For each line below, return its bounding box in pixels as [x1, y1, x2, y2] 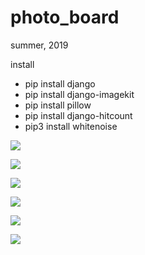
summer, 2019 [10, 39, 69, 51]
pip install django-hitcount [24, 109, 133, 121]
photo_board [10, 6, 120, 29]
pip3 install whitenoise [24, 120, 118, 132]
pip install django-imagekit [24, 88, 135, 100]
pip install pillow [24, 99, 92, 111]
